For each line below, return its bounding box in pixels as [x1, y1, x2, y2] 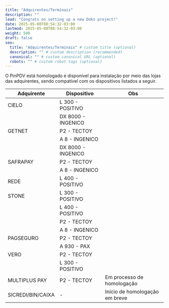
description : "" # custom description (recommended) [10, 49, 123, 54]
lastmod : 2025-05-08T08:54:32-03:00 [5, 26, 82, 31]
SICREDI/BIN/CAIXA [8, 291, 55, 298]
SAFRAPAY [8, 158, 34, 165]
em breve [105, 294, 127, 301]
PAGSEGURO [8, 235, 39, 242]
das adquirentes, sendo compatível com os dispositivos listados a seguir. [5, 78, 157, 84]
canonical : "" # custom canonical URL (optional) [10, 54, 116, 59]
